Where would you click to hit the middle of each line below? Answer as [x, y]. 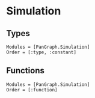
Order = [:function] [32, 90]
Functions [26, 71]
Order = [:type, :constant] [41, 52]
